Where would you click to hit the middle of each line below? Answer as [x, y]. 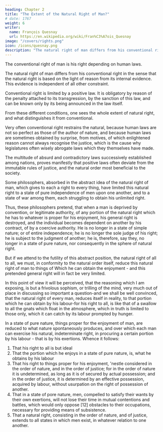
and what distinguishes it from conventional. [49, 118]
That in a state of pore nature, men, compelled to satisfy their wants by [83, 394]
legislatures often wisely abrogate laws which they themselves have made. [80, 148]
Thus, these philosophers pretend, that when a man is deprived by [71, 207]
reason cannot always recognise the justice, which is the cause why [73, 143]
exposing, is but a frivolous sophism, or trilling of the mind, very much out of [81, 288]
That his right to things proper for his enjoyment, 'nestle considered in [82, 363]
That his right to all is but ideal [42, 348]
